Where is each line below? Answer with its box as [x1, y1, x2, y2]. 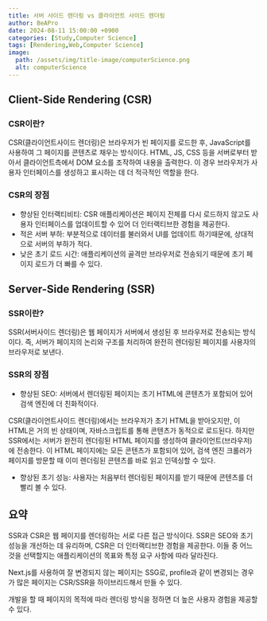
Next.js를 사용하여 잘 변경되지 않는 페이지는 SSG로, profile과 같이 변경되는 [8, 567, 240, 577]
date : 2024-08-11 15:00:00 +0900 [8, 26, 119, 34]
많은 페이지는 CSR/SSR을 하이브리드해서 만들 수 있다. [16, 577, 183, 587]
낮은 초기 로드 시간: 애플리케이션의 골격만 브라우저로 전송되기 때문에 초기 [19, 248, 245, 259]
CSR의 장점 [8, 189, 50, 201]
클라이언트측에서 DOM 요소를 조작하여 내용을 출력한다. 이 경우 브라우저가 [22, 158, 250, 167]
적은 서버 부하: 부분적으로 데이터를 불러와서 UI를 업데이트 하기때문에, [19, 228, 233, 239]
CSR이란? [8, 119, 45, 130]
